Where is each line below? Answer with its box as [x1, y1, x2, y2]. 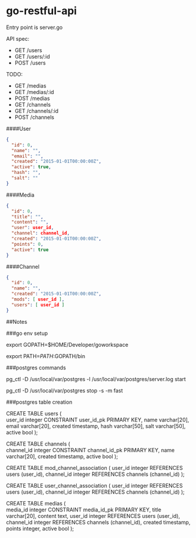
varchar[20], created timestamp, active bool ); [6, 453, 118, 460]
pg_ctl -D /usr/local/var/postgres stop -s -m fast [6, 386, 123, 394]
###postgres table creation [6, 398, 73, 405]
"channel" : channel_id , [11, 230, 70, 236]
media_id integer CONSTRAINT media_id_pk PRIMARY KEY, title [6, 506, 161, 513]
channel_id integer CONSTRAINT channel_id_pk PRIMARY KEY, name [6, 446, 175, 453]
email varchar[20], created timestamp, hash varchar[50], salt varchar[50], [6, 422, 186, 430]
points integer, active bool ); [6, 525, 74, 532]
